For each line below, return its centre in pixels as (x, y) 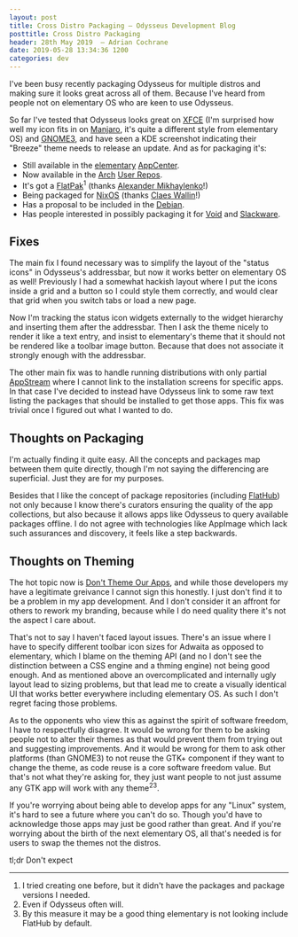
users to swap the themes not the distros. (85, 842)
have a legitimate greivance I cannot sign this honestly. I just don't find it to (146, 592)
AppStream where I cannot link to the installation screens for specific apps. (146, 382)
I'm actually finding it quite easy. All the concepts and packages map (135, 460)
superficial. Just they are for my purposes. (87, 479)
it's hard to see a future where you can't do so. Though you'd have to (136, 814)
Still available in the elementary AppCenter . (101, 165)
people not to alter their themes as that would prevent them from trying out (146, 739)
